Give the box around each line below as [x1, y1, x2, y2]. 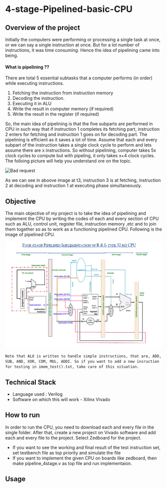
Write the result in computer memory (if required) [12, 106, 114, 112]
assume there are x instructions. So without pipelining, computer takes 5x [5, 147, 157, 153]
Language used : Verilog [12, 391, 63, 397]
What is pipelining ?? [5, 64, 50, 70]
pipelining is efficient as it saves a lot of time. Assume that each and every [5, 137, 158, 143]
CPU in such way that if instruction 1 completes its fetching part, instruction [5, 126, 160, 132]
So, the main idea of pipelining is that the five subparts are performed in [5, 121, 153, 127]
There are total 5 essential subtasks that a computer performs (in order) [5, 75, 153, 81]
